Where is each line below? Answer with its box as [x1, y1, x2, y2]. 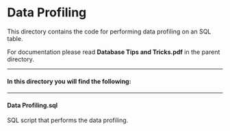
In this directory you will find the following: [7, 77, 131, 85]
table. [7, 34, 23, 42]
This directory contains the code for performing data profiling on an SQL [7, 27, 212, 35]
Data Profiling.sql [7, 101, 58, 109]
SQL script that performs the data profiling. [7, 116, 129, 124]
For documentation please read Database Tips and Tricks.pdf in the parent [7, 48, 220, 56]
